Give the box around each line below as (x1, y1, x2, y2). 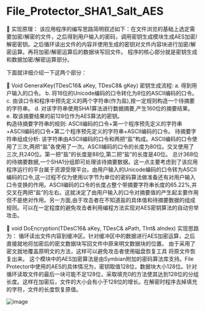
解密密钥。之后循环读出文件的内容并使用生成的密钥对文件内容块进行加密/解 (6, 40, 196, 48)
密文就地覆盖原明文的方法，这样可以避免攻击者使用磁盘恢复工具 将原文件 (6, 247, 190, 255)
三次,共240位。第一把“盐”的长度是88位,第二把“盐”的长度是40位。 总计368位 (6, 150, 199, 158)
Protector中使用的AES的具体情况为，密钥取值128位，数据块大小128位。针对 (6, 263, 197, 270)
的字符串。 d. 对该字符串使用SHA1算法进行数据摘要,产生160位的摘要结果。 (6, 104, 193, 112)
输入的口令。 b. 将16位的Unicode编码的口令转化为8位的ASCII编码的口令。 (11, 89, 198, 97)
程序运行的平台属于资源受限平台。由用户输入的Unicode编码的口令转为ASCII (6, 166, 197, 173)
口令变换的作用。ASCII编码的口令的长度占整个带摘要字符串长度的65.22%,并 (6, 181, 197, 188)
